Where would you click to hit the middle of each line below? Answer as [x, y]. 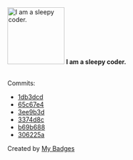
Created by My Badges [41, 148]
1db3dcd [31, 97]
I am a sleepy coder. [96, 62]
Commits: [21, 83]
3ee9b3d [31, 112]
